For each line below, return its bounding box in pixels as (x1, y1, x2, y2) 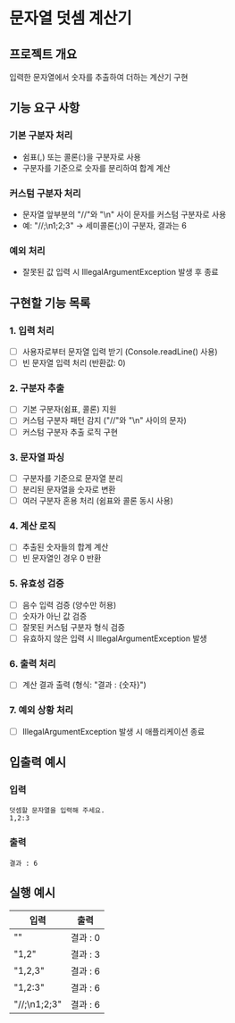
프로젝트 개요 (9, 46, 78, 62)
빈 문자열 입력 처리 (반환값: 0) (21, 358, 127, 369)
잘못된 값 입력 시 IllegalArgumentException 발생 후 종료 (21, 267, 219, 278)
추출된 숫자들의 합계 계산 (21, 542, 109, 553)
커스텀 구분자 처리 (9, 187, 82, 199)
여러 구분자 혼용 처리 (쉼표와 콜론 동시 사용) (21, 495, 174, 505)
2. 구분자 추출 (9, 382, 65, 395)
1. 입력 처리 (9, 324, 55, 337)
